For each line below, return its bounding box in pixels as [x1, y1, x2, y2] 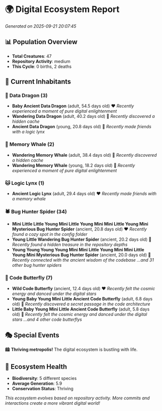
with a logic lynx [12, 129, 45, 135]
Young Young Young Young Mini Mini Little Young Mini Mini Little [12, 247, 145, 253]
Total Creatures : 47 [12, 53, 52, 59]
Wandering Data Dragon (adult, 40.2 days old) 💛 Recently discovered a [12, 114, 155, 119]
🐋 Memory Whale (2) [5, 141, 55, 148]
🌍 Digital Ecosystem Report [5, 4, 120, 15]
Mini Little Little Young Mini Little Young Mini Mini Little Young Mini [12, 221, 148, 227]
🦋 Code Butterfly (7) [5, 275, 53, 281]
